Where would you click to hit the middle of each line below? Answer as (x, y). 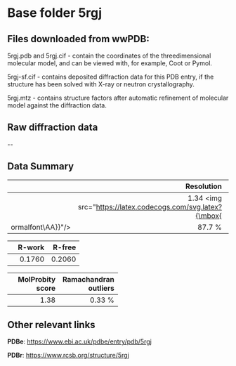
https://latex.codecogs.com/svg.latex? (159, 207)
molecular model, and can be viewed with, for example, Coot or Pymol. (110, 63)
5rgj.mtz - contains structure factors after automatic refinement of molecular (118, 98)
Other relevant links (52, 325)
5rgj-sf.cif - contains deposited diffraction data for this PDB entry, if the (111, 77)
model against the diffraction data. (57, 105)
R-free (64, 247)
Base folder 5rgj (55, 13)
